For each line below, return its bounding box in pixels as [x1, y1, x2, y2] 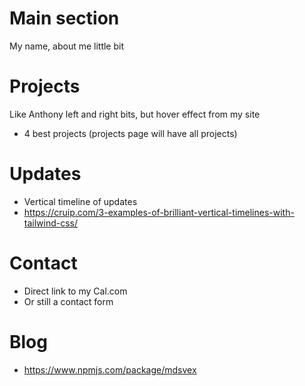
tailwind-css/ [23, 217, 79, 229]
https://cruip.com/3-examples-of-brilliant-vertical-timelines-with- [23, 206, 295, 218]
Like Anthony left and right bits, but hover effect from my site [9, 108, 261, 120]
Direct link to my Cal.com [23, 285, 128, 297]
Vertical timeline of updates [23, 195, 138, 207]
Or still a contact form [23, 295, 114, 307]
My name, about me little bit [9, 40, 125, 52]
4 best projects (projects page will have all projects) [23, 127, 238, 139]
